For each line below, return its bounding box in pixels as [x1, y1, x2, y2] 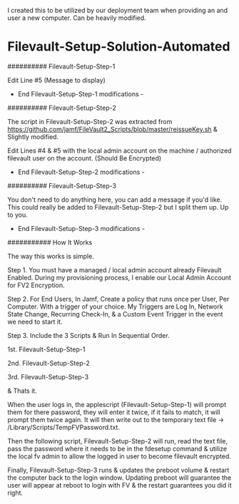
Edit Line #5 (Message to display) [7, 76, 106, 84]
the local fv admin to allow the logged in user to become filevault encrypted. [7, 452, 232, 461]
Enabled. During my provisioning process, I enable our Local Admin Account [7, 273, 232, 282]
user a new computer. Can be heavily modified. [7, 14, 146, 22]
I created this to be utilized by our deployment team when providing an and [7, 6, 228, 14]
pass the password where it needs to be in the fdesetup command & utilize [7, 444, 227, 453]
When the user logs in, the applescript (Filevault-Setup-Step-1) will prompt [7, 400, 227, 408]
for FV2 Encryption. [7, 281, 66, 289]
